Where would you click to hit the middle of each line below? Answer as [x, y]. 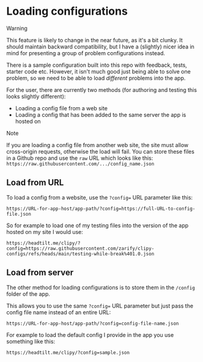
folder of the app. [28, 294]
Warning [17, 28]
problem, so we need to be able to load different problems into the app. [96, 78]
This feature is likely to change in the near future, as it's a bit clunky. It [95, 40]
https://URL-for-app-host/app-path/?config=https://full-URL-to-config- [101, 209]
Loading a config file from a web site [61, 108]
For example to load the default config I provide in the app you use [90, 334]
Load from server [40, 273]
